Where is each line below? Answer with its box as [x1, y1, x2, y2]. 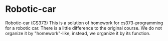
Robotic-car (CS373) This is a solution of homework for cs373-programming [5, 20, 163, 26]
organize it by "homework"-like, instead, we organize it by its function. [5, 30, 150, 36]
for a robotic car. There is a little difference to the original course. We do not [5, 25, 162, 31]
